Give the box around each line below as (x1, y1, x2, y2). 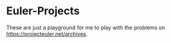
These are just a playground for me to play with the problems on (6, 24, 166, 31)
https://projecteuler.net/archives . (6, 30, 88, 37)
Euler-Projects (6, 4, 80, 18)
